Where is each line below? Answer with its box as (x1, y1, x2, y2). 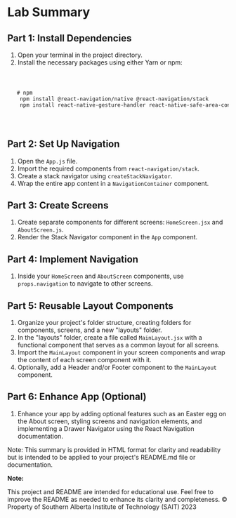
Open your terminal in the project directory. (17, 51, 143, 59)
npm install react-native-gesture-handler (20, 101, 146, 109)
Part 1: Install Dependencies (7, 32, 132, 44)
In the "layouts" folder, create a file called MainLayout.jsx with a (17, 333, 202, 342)
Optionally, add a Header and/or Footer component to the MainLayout (17, 363, 217, 372)
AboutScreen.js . (17, 225, 65, 234)
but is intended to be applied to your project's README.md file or (7, 453, 196, 461)
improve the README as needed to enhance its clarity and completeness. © (7, 495, 228, 503)
